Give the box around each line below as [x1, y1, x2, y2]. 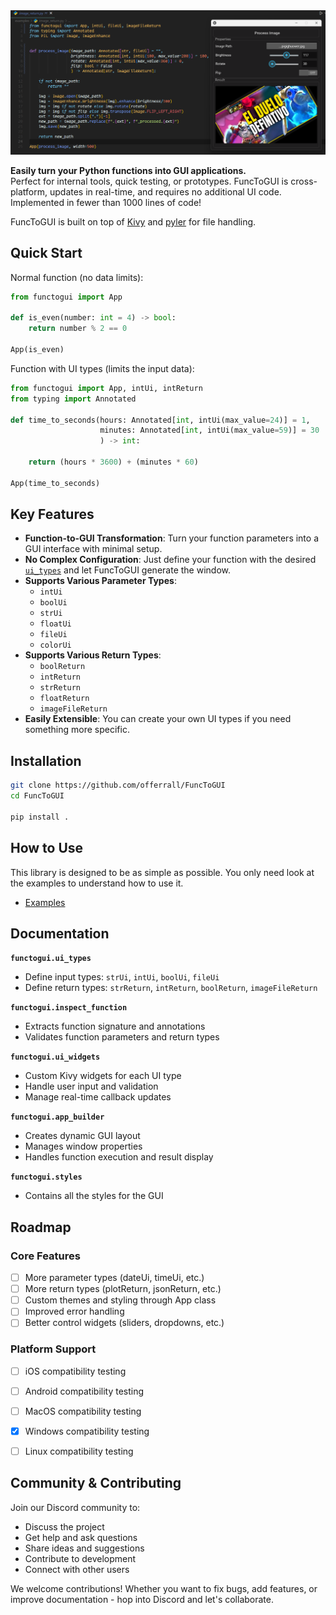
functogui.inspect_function [10, 1003, 128, 1013]
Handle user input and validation [24, 1080, 159, 1093]
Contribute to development [24, 1552, 137, 1564]
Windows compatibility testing [24, 1425, 150, 1437]
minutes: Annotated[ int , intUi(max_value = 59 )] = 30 [99, 425, 320, 436]
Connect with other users [24, 1563, 130, 1575]
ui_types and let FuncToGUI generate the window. [24, 564, 231, 576]
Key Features [10, 506, 95, 523]
